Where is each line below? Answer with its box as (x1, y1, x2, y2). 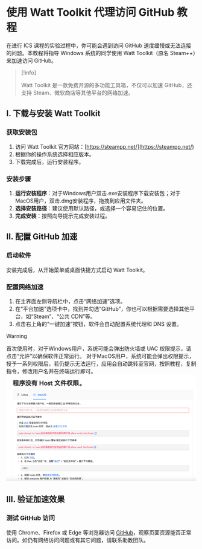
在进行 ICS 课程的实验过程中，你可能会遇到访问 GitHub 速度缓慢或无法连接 (6, 42, 192, 49)
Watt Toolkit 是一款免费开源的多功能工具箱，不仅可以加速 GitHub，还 (21, 81, 193, 88)
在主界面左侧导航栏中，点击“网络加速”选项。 (14, 297, 126, 305)
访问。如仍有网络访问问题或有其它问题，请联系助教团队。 (6, 536, 149, 544)
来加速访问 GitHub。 (6, 57, 57, 64)
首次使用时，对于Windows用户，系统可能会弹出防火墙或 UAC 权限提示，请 (6, 345, 192, 352)
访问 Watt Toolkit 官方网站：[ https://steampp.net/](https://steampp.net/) (14, 143, 194, 150)
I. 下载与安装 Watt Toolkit (6, 108, 101, 119)
